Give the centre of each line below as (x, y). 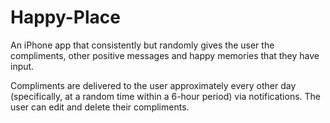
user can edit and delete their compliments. (100, 107)
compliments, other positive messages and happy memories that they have (165, 55)
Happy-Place (65, 17)
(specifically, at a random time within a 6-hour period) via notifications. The (166, 96)
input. (22, 66)
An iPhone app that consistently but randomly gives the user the (142, 45)
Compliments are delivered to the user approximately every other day (153, 85)
